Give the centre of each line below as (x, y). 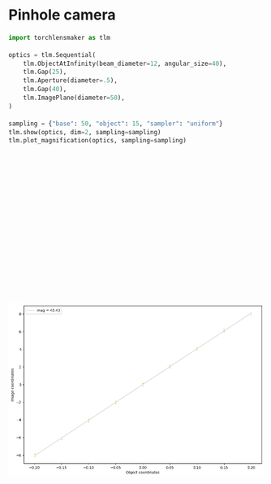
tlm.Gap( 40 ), (45, 89)
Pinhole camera (62, 15)
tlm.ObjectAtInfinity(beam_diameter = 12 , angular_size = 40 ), (125, 63)
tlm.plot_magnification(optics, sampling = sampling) (97, 141)
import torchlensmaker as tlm (60, 37)
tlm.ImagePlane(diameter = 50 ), (74, 98)
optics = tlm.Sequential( (52, 55)
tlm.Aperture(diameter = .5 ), (70, 81)
